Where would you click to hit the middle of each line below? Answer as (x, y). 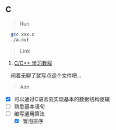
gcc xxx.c (22, 34)
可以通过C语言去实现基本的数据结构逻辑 (62, 99)
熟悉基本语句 (29, 106)
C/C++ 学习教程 (33, 63)
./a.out (20, 40)
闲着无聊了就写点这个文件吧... (46, 75)
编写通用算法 (29, 114)
